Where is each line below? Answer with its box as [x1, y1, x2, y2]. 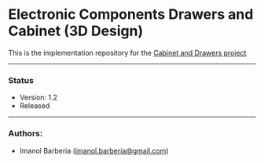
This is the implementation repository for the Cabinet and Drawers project [8, 48, 247, 57]
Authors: [8, 128, 43, 139]
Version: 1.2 [19, 92, 57, 103]
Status [8, 74, 34, 85]
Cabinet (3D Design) [8, 22, 144, 40]
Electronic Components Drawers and [8, 5, 254, 24]
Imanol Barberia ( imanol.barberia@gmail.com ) [19, 146, 169, 155]
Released [19, 101, 50, 110]
